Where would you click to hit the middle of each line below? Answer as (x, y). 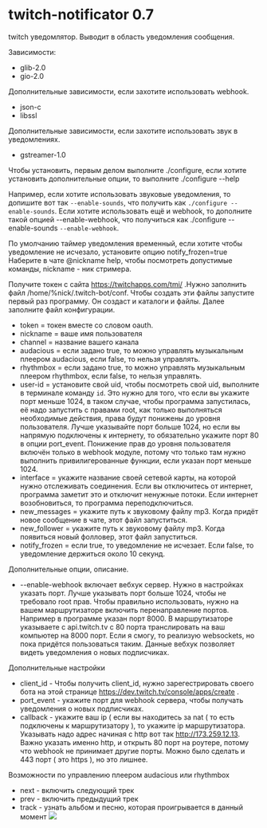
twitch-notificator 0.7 (81, 15)
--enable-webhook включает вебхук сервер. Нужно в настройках (132, 584)
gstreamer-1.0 (43, 155)
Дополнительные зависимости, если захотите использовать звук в (123, 131)
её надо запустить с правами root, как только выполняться (121, 410)
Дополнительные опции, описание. (69, 569)
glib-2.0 (33, 67)
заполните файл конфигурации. (62, 309)
